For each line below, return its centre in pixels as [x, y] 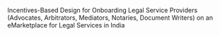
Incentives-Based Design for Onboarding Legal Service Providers [103, 10]
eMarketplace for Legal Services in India [66, 25]
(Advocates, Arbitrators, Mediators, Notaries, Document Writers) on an [110, 18]
